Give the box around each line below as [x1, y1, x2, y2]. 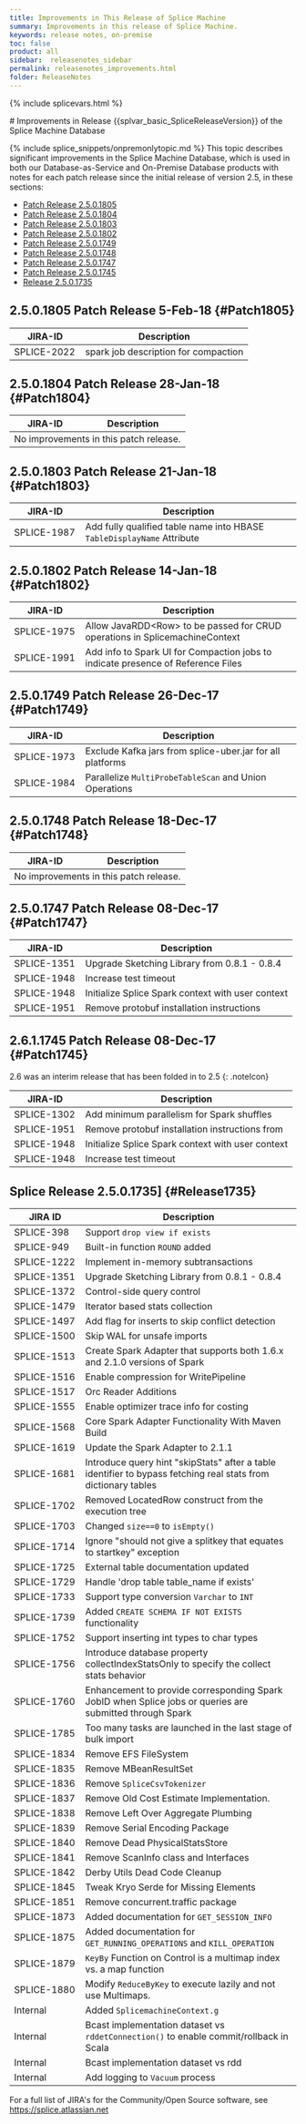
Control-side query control [85, 1286, 201, 1298]
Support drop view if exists [85, 1226, 211, 1239]
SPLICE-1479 [14, 1300, 76, 1313]
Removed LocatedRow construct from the [85, 1493, 264, 1506]
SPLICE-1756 [14, 1657, 76, 1670]
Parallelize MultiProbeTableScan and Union [85, 771, 267, 784]
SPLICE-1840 [14, 1837, 76, 1850]
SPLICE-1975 [14, 625, 76, 638]
